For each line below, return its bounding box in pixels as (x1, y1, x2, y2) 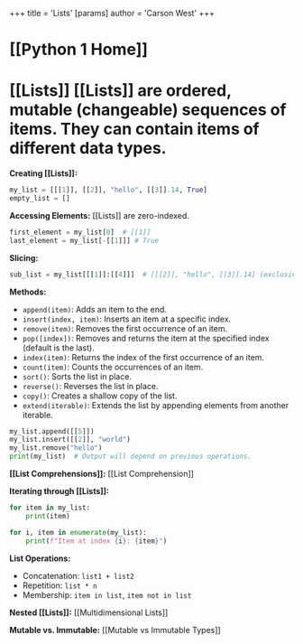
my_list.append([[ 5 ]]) (9, 426, 95, 436)
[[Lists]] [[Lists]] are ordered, (9, 80, 232, 101)
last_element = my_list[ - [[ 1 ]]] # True (9, 236, 160, 245)
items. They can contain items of (9, 119, 260, 139)
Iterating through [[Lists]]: (9, 486, 110, 496)
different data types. (9, 138, 167, 159)
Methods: (9, 286, 47, 297)
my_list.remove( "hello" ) (9, 443, 103, 453)
